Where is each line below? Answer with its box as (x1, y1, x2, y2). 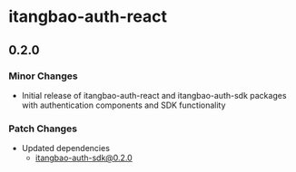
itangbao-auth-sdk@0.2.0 (35, 152, 133, 164)
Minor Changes (8, 70, 78, 82)
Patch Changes (8, 122, 78, 135)
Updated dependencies (21, 143, 111, 154)
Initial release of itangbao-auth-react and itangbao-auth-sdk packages (21, 90, 287, 100)
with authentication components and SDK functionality (21, 100, 226, 110)
